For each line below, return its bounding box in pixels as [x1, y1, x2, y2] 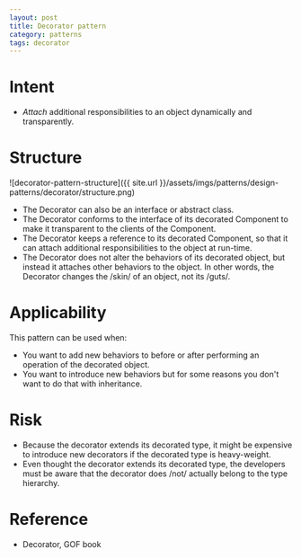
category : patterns [9, 30, 83, 39]
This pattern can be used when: [9, 332, 128, 343]
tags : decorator [9, 38, 70, 48]
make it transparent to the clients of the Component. [22, 224, 217, 235]
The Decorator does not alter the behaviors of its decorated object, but [22, 252, 286, 263]
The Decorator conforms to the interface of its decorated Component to [22, 214, 289, 225]
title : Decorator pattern [9, 22, 106, 31]
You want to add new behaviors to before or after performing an [22, 350, 260, 360]
